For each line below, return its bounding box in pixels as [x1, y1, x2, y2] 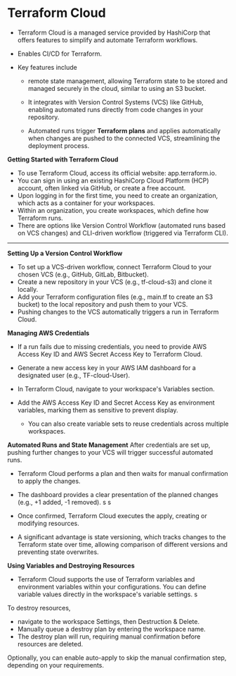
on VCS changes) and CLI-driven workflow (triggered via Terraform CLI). [17, 228, 228, 237]
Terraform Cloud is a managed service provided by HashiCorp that [17, 28, 211, 37]
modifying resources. [17, 519, 79, 527]
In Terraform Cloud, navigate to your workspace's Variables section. [17, 384, 215, 393]
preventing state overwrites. [17, 548, 100, 556]
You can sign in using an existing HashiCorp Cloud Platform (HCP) [17, 176, 209, 185]
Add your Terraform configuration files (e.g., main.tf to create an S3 [17, 293, 213, 301]
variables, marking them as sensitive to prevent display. [17, 405, 178, 414]
